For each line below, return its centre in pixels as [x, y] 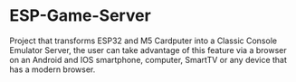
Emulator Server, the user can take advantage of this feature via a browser [148, 50]
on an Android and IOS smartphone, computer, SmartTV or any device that [148, 59]
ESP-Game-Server [80, 16]
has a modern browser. [53, 69]
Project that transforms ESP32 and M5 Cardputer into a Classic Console [143, 41]
